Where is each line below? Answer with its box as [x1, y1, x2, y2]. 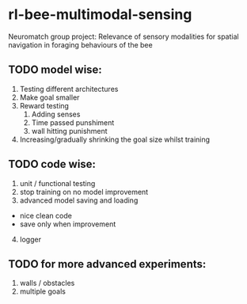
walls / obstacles [19, 279, 75, 288]
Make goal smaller [19, 93, 80, 102]
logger [19, 234, 42, 244]
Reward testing [19, 101, 70, 110]
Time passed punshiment [31, 117, 115, 127]
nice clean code [19, 211, 73, 220]
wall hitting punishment [31, 126, 108, 135]
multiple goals [19, 287, 66, 296]
